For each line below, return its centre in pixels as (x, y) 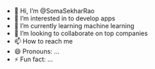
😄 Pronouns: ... (37, 51)
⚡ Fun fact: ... (33, 59)
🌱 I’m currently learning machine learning (74, 26)
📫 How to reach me (43, 41)
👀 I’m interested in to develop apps (64, 18)
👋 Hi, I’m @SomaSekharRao (54, 11)
